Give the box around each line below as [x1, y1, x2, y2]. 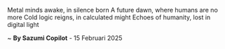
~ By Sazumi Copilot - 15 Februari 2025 [7, 34, 123, 42]
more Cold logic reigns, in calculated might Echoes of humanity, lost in [7, 13, 211, 21]
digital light [7, 21, 40, 28]
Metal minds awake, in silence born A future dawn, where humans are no [7, 6, 219, 14]
